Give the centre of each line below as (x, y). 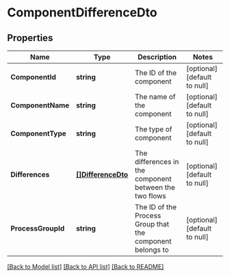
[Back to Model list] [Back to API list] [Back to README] (86, 267)
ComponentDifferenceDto (82, 13)
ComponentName (40, 105)
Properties (30, 38)
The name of (155, 97)
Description (157, 57)
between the (155, 187)
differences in (157, 162)
